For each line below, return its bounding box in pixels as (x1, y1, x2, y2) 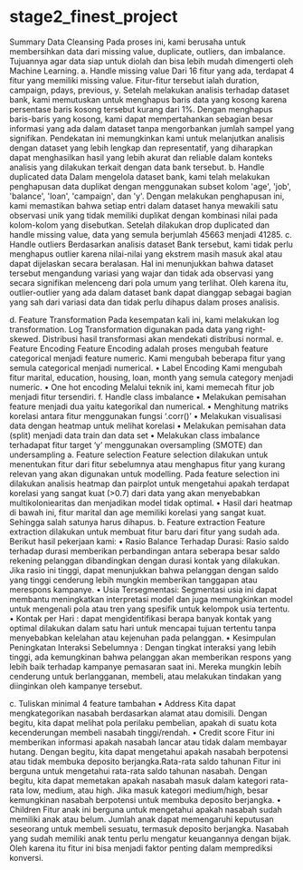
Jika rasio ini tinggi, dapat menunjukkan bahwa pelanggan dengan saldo (9, 564, 279, 575)
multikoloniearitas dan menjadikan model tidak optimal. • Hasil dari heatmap (9, 497, 293, 508)
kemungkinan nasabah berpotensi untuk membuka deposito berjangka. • (9, 794, 282, 805)
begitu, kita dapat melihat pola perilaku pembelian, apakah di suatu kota (9, 717, 278, 728)
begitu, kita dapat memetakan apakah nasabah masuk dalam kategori (9, 775, 269, 786)
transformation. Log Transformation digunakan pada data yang (9, 324, 244, 335)
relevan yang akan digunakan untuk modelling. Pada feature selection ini (9, 468, 280, 479)
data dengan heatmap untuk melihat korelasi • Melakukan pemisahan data (9, 420, 287, 431)
